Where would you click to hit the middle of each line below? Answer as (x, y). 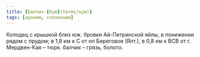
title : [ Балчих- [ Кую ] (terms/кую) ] (49, 12)
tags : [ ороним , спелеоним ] (40, 17)
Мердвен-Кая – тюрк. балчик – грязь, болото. (65, 47)
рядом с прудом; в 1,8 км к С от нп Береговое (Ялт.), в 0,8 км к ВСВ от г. (99, 41)
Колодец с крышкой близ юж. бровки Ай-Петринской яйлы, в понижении (100, 34)
